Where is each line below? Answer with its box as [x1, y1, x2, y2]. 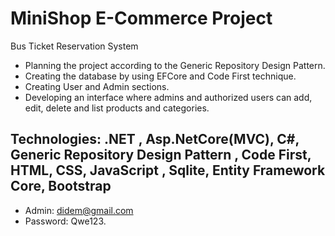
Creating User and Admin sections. [24, 80, 170, 92]
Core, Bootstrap [10, 178, 112, 195]
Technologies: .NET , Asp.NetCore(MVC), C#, [10, 131, 300, 148]
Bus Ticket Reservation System [10, 40, 139, 52]
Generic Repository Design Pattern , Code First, [10, 147, 312, 164]
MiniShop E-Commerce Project [10, 7, 273, 30]
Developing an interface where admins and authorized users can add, [24, 91, 313, 103]
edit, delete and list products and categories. [24, 102, 210, 114]
